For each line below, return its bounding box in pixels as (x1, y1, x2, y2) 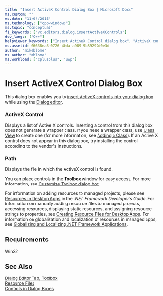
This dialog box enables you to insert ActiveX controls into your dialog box (5, 94, 154, 100)
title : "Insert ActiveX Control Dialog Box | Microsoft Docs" (5, 7, 133, 12)
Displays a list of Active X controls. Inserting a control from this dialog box (5, 122, 153, 128)
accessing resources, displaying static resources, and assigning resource (5, 205, 152, 212)
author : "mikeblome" (5, 48, 47, 53)
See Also (5, 262, 33, 271)
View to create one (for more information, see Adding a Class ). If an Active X (5, 132, 158, 139)
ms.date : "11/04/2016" (5, 16, 51, 21)
